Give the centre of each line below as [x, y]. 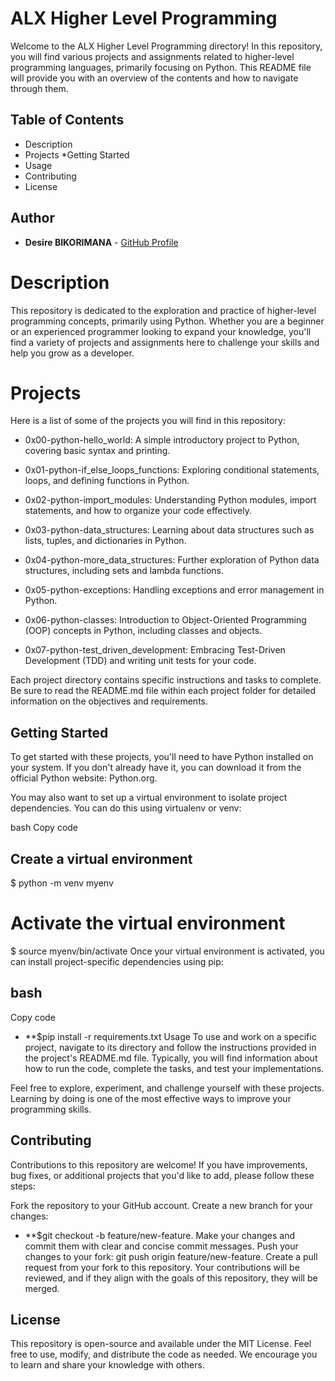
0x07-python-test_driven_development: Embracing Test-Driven [155, 650]
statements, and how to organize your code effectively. [138, 511]
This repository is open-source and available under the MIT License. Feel [161, 1344]
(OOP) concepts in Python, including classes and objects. [143, 631]
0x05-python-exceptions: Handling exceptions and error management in [174, 590]
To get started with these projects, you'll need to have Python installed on [162, 757]
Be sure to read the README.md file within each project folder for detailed [163, 691]
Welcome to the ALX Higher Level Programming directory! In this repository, [166, 46]
